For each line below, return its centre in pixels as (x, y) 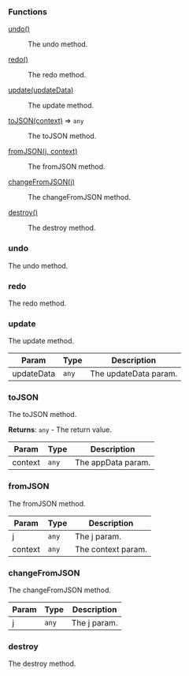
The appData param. (113, 463)
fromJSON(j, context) (43, 152)
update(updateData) (41, 90)
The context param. (111, 549)
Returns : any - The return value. (60, 430)
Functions (28, 12)
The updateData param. (134, 374)
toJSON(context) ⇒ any (46, 121)
